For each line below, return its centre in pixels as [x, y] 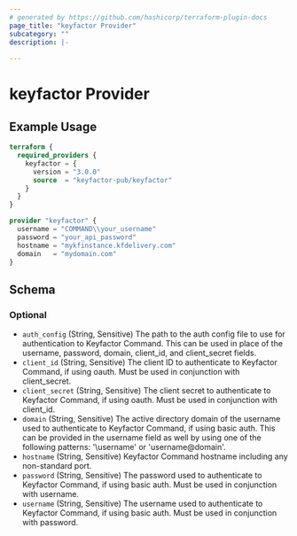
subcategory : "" [39, 34]
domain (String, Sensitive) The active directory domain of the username [151, 419]
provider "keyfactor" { [53, 221]
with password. [50, 523]
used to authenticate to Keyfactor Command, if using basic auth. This [148, 428]
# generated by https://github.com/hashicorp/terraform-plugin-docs [138, 17]
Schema [32, 289]
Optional [28, 315]
